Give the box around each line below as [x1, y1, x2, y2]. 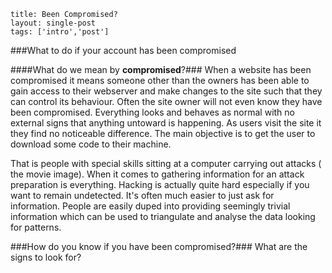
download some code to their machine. [10, 138, 172, 150]
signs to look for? [10, 251, 82, 263]
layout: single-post [10, 18, 97, 28]
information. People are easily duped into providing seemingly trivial [10, 200, 291, 212]
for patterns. [10, 221, 62, 233]
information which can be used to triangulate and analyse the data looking [10, 211, 316, 222]
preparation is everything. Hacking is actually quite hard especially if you [10, 179, 310, 190]
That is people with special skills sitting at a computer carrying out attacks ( [10, 158, 322, 169]
